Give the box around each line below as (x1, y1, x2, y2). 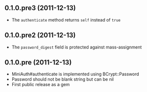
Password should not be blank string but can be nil (11, 76, 114, 82)
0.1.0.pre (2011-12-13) (4, 58, 72, 67)
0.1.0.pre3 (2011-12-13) (4, 4, 76, 12)
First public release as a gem (11, 82, 70, 88)
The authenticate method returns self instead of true (11, 17, 121, 23)
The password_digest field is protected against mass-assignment (11, 44, 142, 50)
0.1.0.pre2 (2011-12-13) (4, 31, 76, 40)
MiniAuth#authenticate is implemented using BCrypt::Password (11, 71, 140, 77)
